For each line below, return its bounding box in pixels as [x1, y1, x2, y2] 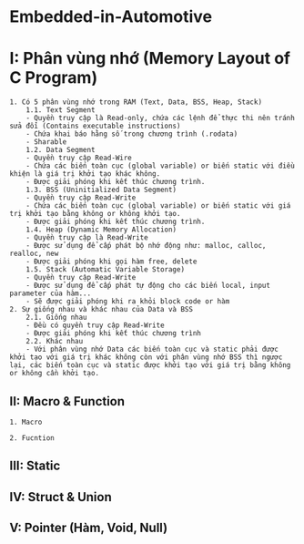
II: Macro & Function [9, 394, 126, 409]
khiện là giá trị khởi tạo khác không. [9, 169, 161, 179]
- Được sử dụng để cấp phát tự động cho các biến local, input [25, 281, 271, 291]
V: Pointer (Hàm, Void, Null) [9, 520, 168, 536]
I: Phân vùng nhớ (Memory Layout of [9, 48, 291, 69]
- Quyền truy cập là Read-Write [25, 233, 148, 242]
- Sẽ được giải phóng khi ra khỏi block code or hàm [25, 297, 230, 306]
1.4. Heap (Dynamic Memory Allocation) [25, 225, 177, 234]
